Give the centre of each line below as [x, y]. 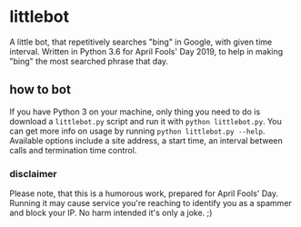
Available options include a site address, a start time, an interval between [146, 140]
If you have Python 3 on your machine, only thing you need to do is [135, 112]
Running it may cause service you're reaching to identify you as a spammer [151, 203]
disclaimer [33, 173]
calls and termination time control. [73, 150]
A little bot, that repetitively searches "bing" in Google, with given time [141, 42]
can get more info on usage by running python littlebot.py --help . [137, 131]
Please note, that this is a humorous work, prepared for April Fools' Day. [144, 193]
